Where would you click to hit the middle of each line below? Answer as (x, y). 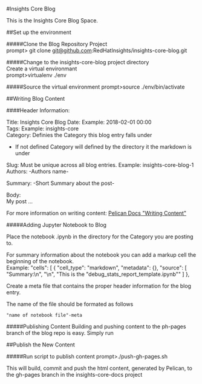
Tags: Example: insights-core (43, 129)
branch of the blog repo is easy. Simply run (60, 333)
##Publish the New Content (41, 345)
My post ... (20, 201)
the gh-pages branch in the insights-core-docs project (74, 375)
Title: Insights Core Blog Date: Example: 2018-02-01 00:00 (79, 122)
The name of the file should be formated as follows (70, 304)
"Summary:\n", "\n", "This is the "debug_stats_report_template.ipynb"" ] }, (98, 274)
